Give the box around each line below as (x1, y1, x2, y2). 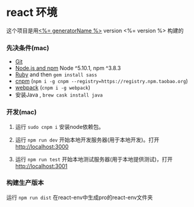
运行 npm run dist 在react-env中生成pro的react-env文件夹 (6, 194, 153, 201)
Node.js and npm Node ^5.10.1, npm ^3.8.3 (15, 65, 121, 72)
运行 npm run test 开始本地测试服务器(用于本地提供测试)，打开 (15, 155, 173, 162)
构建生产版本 (6, 178, 45, 187)
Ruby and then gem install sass (15, 71, 98, 78)
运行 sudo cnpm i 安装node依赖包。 (15, 123, 104, 130)
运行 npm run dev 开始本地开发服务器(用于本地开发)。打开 (15, 136, 160, 143)
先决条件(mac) (6, 43, 49, 52)
